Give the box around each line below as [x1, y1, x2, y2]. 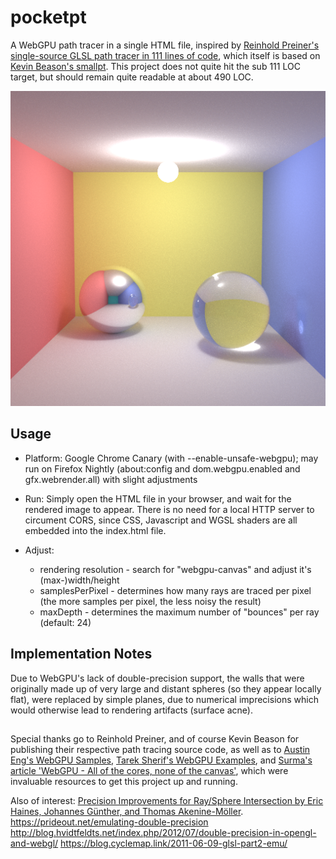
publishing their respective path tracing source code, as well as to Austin [10, 743, 311, 755]
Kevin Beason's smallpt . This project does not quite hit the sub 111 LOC [10, 60, 301, 72]
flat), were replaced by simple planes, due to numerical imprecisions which [10, 693, 319, 705]
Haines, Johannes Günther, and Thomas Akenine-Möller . [10, 805, 244, 817]
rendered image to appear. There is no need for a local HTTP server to [24, 503, 315, 515]
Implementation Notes [10, 646, 153, 663]
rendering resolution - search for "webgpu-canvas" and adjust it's [39, 563, 312, 575]
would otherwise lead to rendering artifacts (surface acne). [10, 704, 253, 716]
